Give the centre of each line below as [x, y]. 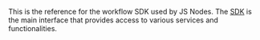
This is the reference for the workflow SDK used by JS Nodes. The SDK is [130, 12]
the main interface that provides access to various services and [114, 20]
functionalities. [33, 28]
